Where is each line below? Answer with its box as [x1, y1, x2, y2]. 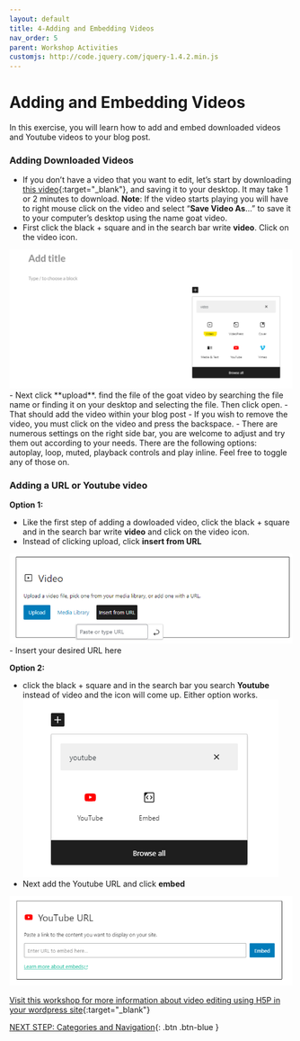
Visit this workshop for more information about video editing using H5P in [9, 995, 281, 1006]
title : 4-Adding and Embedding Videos [9, 23, 154, 33]
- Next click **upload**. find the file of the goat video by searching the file [9, 390, 284, 400]
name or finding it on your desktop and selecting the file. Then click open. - [9, 399, 289, 409]
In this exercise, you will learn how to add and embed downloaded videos [9, 122, 281, 133]
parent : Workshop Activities [9, 43, 119, 52]
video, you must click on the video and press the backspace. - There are [9, 418, 278, 429]
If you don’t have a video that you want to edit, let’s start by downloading [22, 175, 292, 185]
